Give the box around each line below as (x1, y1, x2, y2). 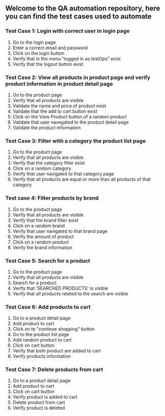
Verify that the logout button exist (12, 61, 83, 67)
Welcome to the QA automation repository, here (5, 4, 160, 13)
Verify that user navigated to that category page (12, 171, 114, 177)
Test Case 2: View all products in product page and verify (5, 74, 151, 81)
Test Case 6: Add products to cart (5, 303, 91, 310)
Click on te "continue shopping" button (12, 326, 95, 332)
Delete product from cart (12, 400, 65, 406)
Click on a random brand (12, 223, 65, 229)
